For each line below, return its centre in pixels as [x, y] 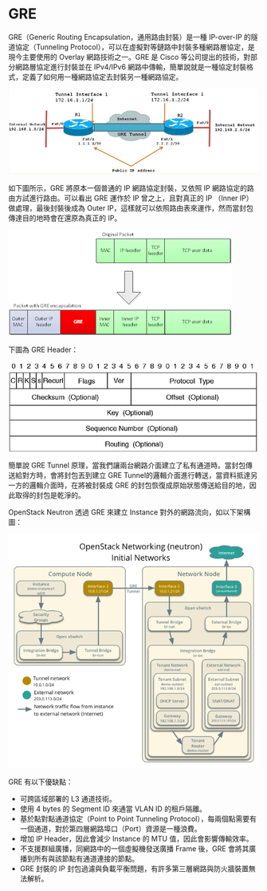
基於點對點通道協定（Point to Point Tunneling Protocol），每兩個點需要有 [138, 819]
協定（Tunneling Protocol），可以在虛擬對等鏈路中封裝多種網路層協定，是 [135, 47]
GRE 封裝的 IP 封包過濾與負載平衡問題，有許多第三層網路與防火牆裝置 [134, 869]
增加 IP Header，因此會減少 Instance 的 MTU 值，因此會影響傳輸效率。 [136, 839]
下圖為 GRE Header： [43, 349]
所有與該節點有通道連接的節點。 [86, 859]
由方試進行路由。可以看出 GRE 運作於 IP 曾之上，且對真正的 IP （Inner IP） [131, 198]
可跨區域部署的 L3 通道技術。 [68, 799]
